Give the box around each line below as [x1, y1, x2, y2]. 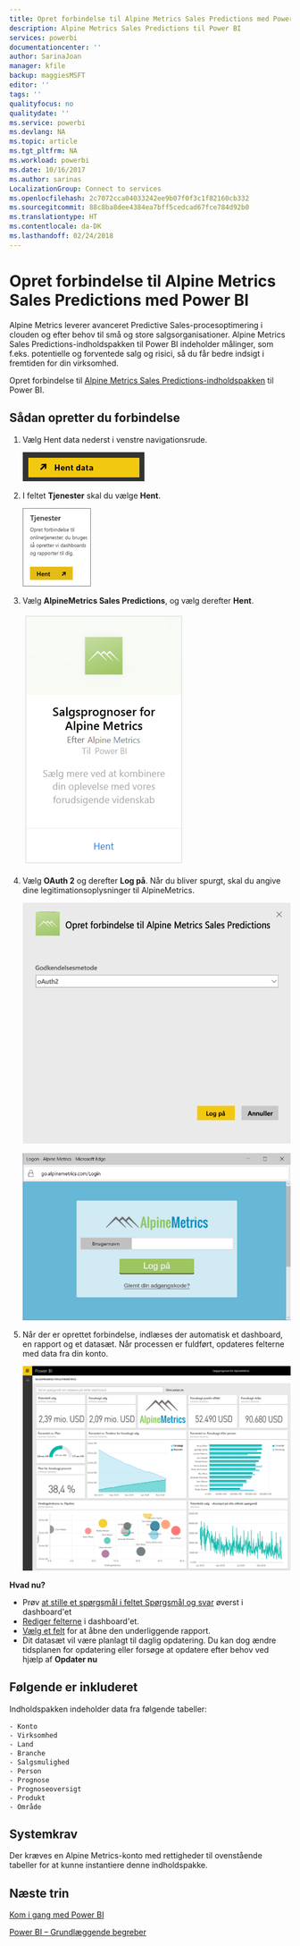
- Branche [9, 1748, 46, 1757]
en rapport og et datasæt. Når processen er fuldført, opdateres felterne [21, 1338, 285, 1350]
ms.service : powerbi [9, 118, 87, 127]
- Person [9, 1766, 42, 1775]
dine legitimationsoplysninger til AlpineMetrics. [21, 884, 195, 895]
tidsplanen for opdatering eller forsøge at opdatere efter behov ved [21, 1644, 270, 1654]
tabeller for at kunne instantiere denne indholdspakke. [9, 1860, 208, 1871]
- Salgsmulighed [9, 1757, 70, 1766]
